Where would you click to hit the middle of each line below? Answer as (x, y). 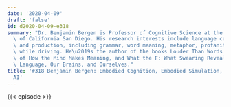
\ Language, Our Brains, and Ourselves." (74, 64)
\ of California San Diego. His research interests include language (115, 39)
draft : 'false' (29, 20)
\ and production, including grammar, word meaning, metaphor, (106, 45)
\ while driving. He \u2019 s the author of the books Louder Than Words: (120, 52)
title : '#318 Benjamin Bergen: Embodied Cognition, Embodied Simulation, (115, 71)
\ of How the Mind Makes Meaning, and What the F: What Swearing (109, 58)
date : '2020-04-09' (35, 13)
